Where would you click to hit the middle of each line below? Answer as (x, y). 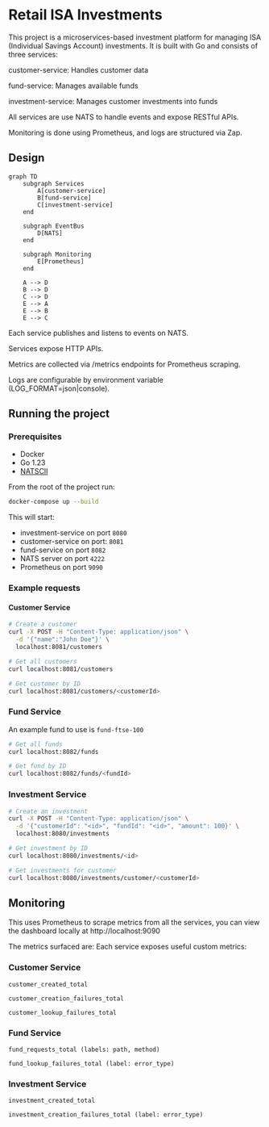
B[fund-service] (64, 198)
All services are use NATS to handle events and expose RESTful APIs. (124, 117)
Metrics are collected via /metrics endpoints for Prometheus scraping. (124, 364)
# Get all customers (43, 661)
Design (27, 158)
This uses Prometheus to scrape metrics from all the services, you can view (134, 923)
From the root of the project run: (62, 487)
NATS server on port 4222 (62, 559)
